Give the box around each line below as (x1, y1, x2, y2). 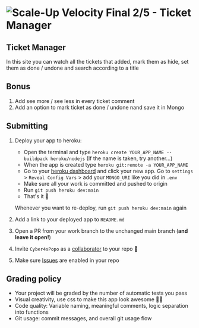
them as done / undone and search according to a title (6, 64, 139, 71)
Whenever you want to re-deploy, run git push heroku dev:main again (14, 204, 187, 211)
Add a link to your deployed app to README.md (14, 215, 125, 223)
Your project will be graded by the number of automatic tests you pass (14, 289, 188, 297)
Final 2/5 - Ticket (106, 6, 192, 20)
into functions (14, 308, 49, 315)
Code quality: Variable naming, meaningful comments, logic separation (14, 302, 188, 310)
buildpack (23, 155, 49, 162)
